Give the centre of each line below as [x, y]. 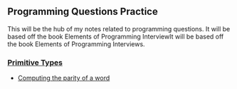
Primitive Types [35, 62]
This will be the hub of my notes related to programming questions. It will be [119, 28]
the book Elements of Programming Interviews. [76, 44]
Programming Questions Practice [83, 12]
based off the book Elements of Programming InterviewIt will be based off [116, 36]
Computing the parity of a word [64, 78]
